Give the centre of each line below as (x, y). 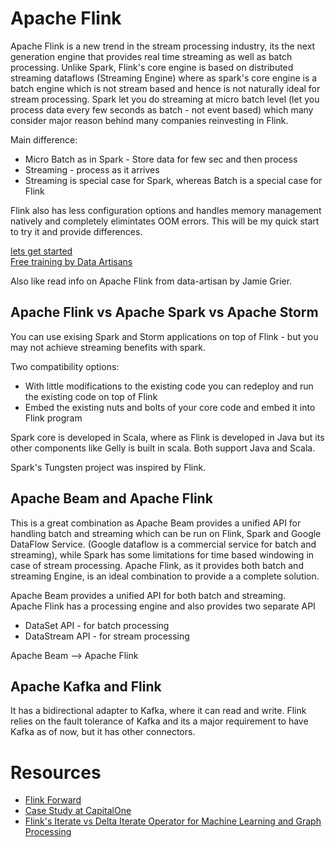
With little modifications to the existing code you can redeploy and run (169, 386)
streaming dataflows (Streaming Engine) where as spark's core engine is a (164, 78)
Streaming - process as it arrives (92, 169)
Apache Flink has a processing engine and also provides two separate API (163, 606)
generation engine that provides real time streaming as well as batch (151, 56)
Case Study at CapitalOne (78, 811)
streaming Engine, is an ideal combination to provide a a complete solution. (165, 576)
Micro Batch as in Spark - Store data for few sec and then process (161, 159)
